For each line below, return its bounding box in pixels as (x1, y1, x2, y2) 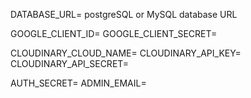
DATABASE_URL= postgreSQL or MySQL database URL (10, 9, 238, 20)
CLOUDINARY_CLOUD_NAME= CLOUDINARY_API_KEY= (10, 47, 242, 59)
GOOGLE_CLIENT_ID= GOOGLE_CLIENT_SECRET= (10, 28, 218, 39)
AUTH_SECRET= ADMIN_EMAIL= (10, 77, 147, 89)
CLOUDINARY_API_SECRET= (10, 58, 130, 69)
